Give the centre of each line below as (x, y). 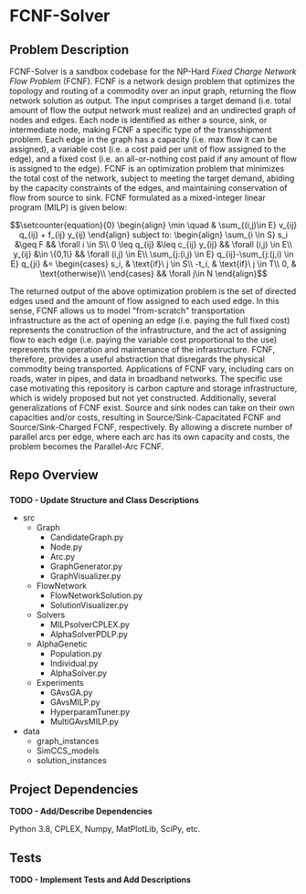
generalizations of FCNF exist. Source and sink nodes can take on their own (152, 408)
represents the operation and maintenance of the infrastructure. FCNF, (142, 349)
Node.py (66, 547)
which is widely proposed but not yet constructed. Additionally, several (143, 398)
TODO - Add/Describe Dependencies (81, 811)
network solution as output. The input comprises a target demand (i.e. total (150, 100)
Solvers (51, 615)
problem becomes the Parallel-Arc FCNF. (87, 447)
